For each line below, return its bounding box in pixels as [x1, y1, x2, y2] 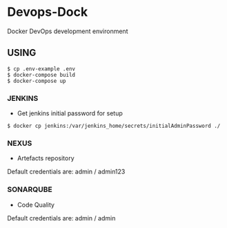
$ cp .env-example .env [7, 65, 76, 73]
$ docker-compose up [7, 77, 67, 84]
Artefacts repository [17, 154, 75, 162]
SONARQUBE [7, 184, 53, 194]
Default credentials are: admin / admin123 [7, 167, 126, 176]
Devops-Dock [7, 4, 88, 20]
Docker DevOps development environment [7, 27, 128, 35]
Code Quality [17, 200, 55, 209]
